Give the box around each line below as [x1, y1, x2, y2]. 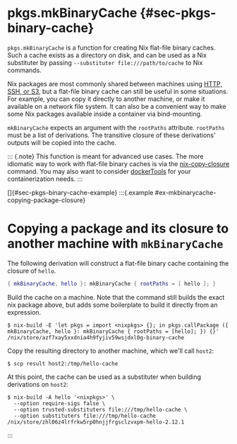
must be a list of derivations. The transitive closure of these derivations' [7, 131, 217, 139]
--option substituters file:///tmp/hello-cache [13, 412, 157, 419]
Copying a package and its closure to [7, 221, 229, 237]
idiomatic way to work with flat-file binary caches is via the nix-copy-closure [7, 159, 230, 168]
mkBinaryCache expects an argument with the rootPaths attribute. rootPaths [7, 123, 225, 132]
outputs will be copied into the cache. [7, 138, 117, 146]
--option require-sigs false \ [13, 399, 106, 407]
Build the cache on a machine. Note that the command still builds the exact [7, 293, 225, 301]
